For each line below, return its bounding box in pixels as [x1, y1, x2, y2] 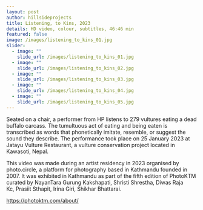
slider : [6, 43, 26, 49]
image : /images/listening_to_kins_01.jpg [6, 37, 113, 43]
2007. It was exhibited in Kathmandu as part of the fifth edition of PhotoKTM [6, 172, 196, 179]
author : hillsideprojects [6, 15, 72, 21]
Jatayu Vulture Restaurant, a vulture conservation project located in [6, 141, 175, 148]
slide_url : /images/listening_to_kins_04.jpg [17, 88, 135, 94]
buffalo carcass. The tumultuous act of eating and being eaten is [6, 122, 168, 129]
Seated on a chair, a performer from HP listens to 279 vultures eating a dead [6, 116, 197, 123]
